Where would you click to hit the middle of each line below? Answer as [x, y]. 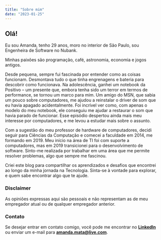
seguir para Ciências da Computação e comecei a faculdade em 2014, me [79, 135]
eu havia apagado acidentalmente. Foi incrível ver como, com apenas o [76, 105]
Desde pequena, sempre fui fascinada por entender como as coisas [73, 74]
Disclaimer [18, 188]
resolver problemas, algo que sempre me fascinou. [56, 156]
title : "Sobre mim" [25, 9]
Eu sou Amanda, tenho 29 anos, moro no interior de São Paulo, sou [72, 45]
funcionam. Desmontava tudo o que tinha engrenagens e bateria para [75, 80]
